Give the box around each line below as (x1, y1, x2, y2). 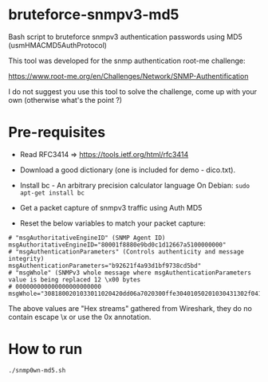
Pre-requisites (8, 124, 106, 141)
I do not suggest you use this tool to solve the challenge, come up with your (8, 86, 258, 96)
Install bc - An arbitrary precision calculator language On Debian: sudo (19, 180, 250, 190)
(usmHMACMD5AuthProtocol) (8, 40, 108, 49)
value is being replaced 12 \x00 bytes (8, 275, 141, 284)
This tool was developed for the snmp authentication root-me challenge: (8, 56, 246, 65)
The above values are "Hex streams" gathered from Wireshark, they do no (8, 303, 253, 313)
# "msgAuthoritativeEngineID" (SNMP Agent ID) (8, 234, 166, 242)
